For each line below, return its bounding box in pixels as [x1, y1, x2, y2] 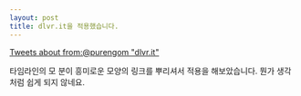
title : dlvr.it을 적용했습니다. [9, 22, 119, 31]
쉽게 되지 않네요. [26, 76, 85, 87]
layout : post [9, 13, 59, 23]
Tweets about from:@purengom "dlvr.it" [9, 46, 160, 57]
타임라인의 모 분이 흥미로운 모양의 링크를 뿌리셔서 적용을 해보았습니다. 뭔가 [9, 65, 275, 76]
